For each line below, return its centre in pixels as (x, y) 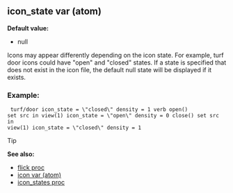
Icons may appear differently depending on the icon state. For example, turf (115, 55)
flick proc (31, 168)
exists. (17, 77)
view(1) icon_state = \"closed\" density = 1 (74, 128)
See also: (21, 154)
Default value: (28, 28)
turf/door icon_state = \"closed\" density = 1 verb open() (99, 110)
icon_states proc (41, 183)
